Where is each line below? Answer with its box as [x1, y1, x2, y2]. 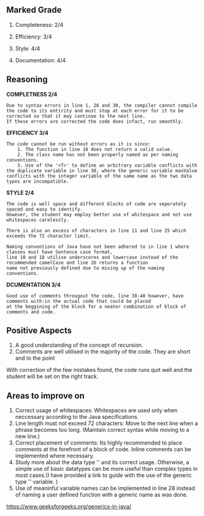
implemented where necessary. [15, 452, 94, 460]
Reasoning [6, 74, 48, 85]
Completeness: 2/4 [15, 21, 64, 28]
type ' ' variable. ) [15, 478, 58, 485]
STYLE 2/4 [6, 189, 35, 196]
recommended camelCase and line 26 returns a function [6, 260, 149, 266]
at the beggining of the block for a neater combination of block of [6, 303, 187, 310]
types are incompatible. [6, 178, 69, 184]
